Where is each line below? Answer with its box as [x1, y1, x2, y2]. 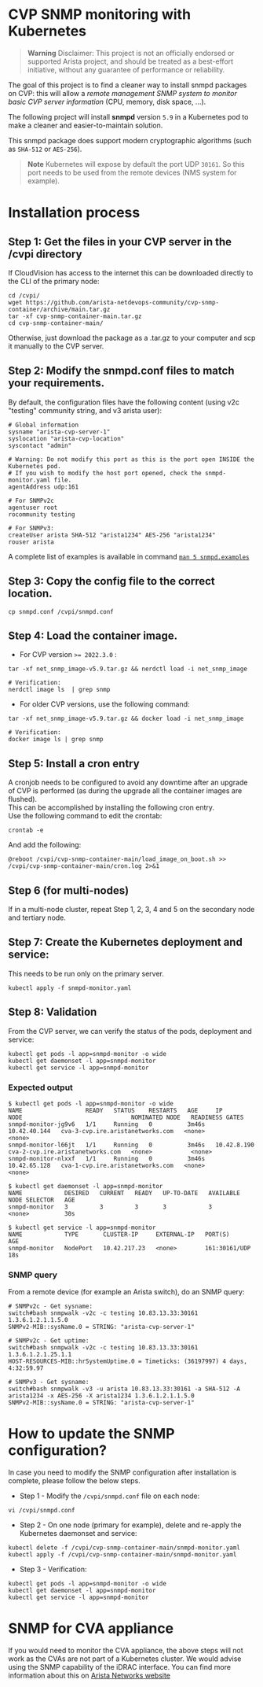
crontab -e [8, 826, 44, 835]
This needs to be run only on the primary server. [8, 969, 165, 978]
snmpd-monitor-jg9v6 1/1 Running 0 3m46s [8, 1120, 206, 1128]
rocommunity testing [8, 510, 76, 519]
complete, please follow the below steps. [8, 1476, 141, 1486]
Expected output [8, 1082, 73, 1093]
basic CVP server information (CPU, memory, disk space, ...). [8, 97, 206, 106]
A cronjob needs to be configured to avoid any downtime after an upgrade [8, 777, 248, 788]
